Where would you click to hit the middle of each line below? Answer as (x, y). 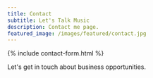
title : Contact (30, 14)
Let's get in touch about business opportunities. (77, 67)
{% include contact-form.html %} (56, 53)
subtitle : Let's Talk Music (49, 20)
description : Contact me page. (53, 27)
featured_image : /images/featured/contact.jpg (77, 33)
